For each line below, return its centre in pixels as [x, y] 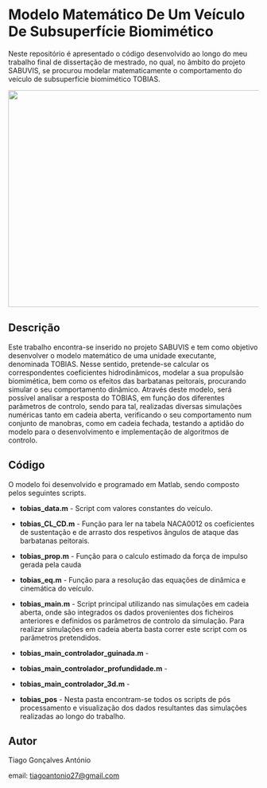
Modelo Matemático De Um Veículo [127, 15]
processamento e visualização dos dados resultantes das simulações [133, 708]
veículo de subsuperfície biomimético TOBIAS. [84, 79]
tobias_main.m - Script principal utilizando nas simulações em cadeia [134, 603]
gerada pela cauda [50, 564]
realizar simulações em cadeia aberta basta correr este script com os [133, 629]
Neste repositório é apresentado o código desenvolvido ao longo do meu [128, 53]
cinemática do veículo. [56, 588]
